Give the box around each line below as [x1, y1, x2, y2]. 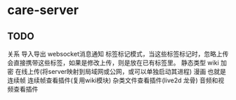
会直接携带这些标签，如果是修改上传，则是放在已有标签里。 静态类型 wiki [7, 58, 219, 67]
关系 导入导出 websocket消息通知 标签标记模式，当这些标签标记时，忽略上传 [7, 50, 229, 58]
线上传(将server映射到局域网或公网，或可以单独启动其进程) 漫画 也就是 [20, 68, 227, 75]
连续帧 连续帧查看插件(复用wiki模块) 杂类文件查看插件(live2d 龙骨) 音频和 [7, 76, 218, 85]
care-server [7, 2, 79, 18]
